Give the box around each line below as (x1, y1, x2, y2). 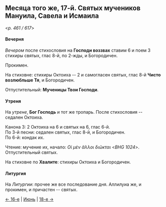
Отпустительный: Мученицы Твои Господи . (5, 87, 99, 93)
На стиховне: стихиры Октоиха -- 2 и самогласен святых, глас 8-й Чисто (5, 72, 161, 78)
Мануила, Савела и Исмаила (5, 12, 99, 20)
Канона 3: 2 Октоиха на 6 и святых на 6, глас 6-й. (5, 124, 111, 130)
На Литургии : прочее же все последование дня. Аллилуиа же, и (5, 181, 142, 188)
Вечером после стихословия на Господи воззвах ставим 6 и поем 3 (5, 47, 151, 54)
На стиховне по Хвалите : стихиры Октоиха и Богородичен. (5, 159, 131, 165)
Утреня (5, 98, 21, 104)
